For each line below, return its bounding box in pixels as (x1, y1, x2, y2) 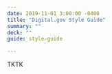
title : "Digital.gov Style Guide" (7, 16, 107, 23)
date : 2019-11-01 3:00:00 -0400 (7, 10, 100, 17)
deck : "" (7, 29, 32, 36)
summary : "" (7, 23, 41, 29)
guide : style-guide (7, 36, 63, 42)
